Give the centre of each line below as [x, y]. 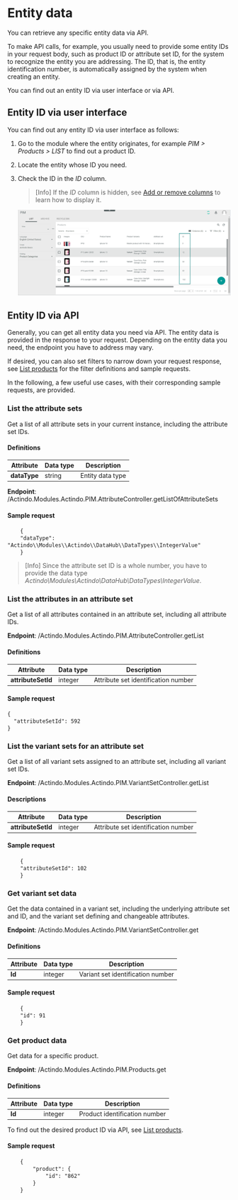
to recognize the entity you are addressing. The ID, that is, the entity [107, 61]
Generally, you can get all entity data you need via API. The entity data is [113, 333]
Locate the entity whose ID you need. [72, 165]
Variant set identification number [127, 974]
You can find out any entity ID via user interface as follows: [93, 130]
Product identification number [123, 1114]
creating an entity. [34, 77]
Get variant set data [42, 894]
